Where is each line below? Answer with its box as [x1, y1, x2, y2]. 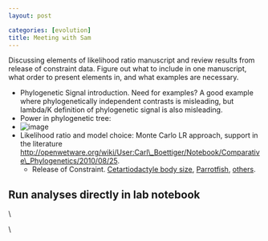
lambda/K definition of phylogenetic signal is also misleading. [19, 105, 223, 114]
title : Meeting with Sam [8, 34, 91, 42]
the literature [19, 139, 63, 149]
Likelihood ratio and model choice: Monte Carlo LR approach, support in [19, 131, 258, 140]
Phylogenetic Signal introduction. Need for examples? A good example [19, 88, 254, 98]
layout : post [8, 11, 52, 20]
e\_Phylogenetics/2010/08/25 [19, 156, 118, 166]
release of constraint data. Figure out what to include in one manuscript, [8, 64, 247, 74]
